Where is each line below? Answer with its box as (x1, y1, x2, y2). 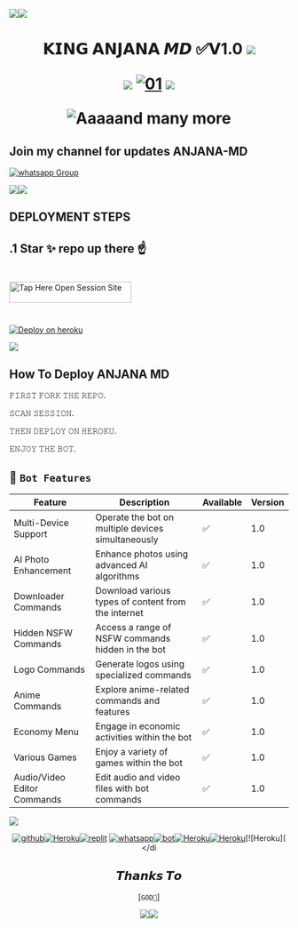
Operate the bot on (95, 511, 175, 524)
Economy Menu (13, 725, 80, 738)
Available (202, 496, 242, 508)
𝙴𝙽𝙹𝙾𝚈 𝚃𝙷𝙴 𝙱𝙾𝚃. (9, 444, 77, 454)
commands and (95, 694, 161, 707)
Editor (13, 782, 38, 795)
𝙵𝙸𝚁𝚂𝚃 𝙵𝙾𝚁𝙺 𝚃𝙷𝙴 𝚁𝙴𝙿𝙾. (9, 390, 106, 401)
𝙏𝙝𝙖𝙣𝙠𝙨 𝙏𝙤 (115, 868, 183, 884)
